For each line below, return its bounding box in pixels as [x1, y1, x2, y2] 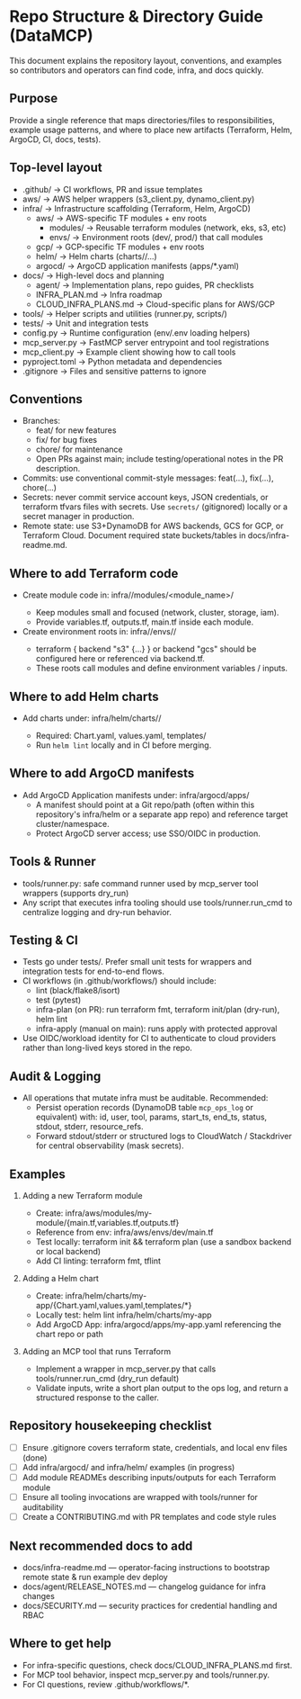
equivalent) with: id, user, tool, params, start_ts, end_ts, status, [35, 1111, 268, 1122]
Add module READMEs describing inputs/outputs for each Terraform [22, 1472, 277, 1482]
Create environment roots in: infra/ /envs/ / [22, 626, 177, 637]
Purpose [9, 91, 58, 106]
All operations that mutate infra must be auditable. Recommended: [22, 1092, 269, 1103]
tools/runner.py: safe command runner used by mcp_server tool [22, 877, 259, 888]
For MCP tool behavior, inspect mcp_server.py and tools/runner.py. [22, 1669, 270, 1680]
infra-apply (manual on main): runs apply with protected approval [35, 1023, 278, 1034]
